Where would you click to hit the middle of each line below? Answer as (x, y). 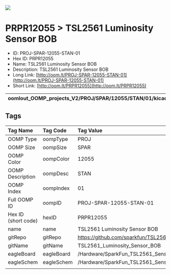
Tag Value (90, 130)
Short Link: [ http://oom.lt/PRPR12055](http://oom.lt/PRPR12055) (79, 85)
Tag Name (20, 130)
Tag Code (55, 130)
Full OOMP (21, 200)
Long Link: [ (25, 74)
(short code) (23, 220)
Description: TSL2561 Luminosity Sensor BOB (60, 69)
